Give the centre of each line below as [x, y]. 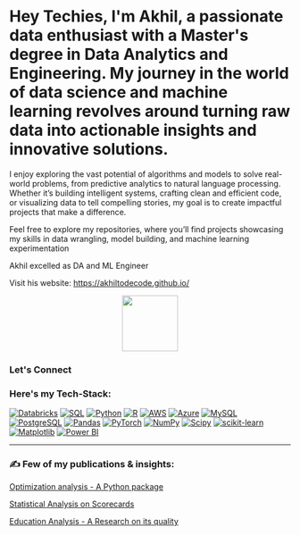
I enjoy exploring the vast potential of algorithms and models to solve [136, 174]
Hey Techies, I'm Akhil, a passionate [146, 17]
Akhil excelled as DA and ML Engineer [79, 265]
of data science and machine [119, 92]
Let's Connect [41, 370]
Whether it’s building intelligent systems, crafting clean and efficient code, [146, 193]
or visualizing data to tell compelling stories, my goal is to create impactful [146, 202]
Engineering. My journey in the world [150, 74]
